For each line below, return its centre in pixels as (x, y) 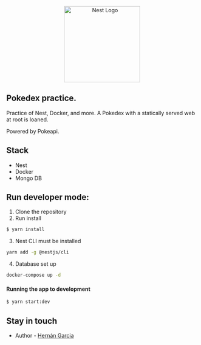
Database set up (36, 264)
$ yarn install (26, 229)
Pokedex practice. (42, 98)
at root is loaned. (27, 119)
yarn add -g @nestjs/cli (38, 252)
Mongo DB (29, 178)
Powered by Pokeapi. (33, 131)
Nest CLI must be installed (48, 241)
